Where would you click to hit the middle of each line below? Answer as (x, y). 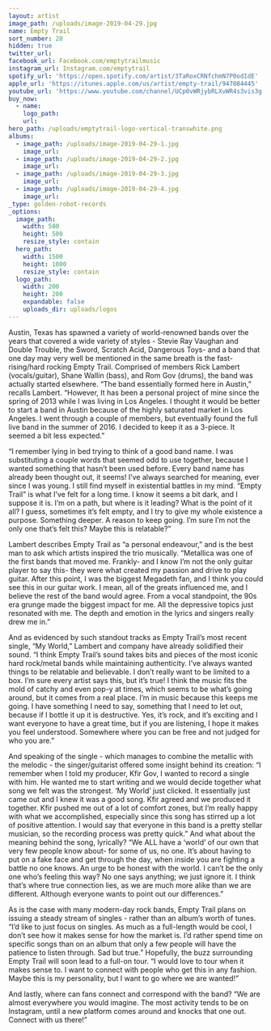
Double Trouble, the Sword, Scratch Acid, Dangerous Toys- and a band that (134, 350)
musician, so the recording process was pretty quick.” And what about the (132, 834)
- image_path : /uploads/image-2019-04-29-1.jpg (97, 144)
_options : (25, 211)
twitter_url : (30, 53)
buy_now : (23, 99)
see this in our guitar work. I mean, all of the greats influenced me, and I (128, 587)
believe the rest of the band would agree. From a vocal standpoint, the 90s (133, 596)
